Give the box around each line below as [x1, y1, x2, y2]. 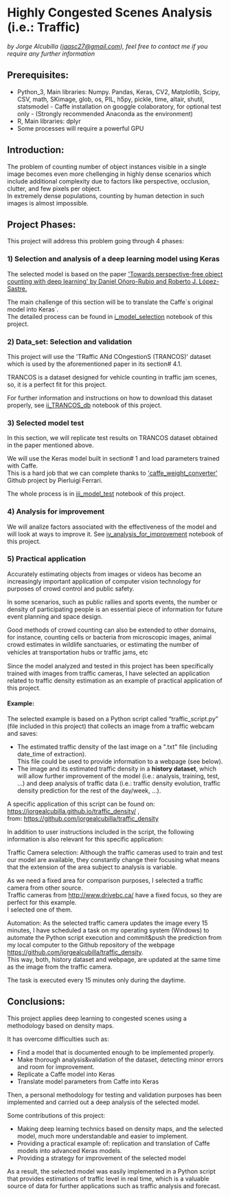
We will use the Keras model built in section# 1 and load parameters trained [7, 454, 220, 463]
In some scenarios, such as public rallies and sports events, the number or [7, 597, 218, 606]
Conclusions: [7, 996, 65, 1008]
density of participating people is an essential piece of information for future [7, 605, 223, 613]
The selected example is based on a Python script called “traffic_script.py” [7, 715, 218, 723]
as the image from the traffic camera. [7, 963, 113, 971]
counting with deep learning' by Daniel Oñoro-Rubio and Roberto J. [7, 277, 198, 285]
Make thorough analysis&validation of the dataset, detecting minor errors [16, 1055, 224, 1064]
